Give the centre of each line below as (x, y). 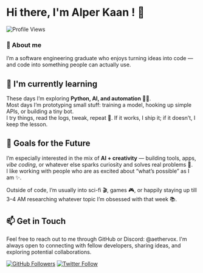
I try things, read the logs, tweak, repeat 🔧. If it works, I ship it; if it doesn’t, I (101, 118)
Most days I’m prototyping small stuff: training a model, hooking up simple (99, 105)
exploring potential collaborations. (49, 252)
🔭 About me (24, 45)
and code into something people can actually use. (69, 65)
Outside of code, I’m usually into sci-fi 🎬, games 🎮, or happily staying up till (102, 190)
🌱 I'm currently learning (52, 84)
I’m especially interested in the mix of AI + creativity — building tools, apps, (101, 158)
